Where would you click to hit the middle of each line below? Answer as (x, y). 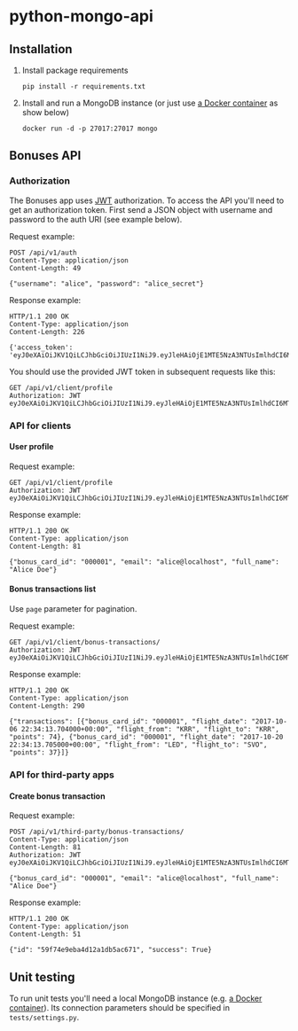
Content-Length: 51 (45, 934)
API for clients (40, 426)
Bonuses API (45, 156)
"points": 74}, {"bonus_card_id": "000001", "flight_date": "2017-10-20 (146, 738)
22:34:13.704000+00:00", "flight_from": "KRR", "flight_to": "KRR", (150, 730)
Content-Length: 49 (45, 268)
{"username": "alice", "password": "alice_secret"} (106, 284)
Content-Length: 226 (47, 332)
